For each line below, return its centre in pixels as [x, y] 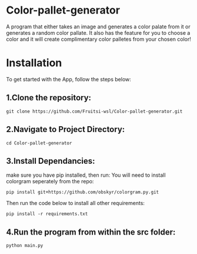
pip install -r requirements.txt [47, 214]
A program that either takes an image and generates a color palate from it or [98, 27]
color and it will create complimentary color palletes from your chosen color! [98, 39]
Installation [34, 63]
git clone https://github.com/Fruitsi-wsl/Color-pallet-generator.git [94, 111]
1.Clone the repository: [49, 98]
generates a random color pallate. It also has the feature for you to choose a [98, 32]
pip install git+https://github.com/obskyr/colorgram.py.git [83, 192]
